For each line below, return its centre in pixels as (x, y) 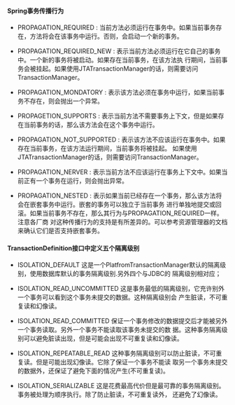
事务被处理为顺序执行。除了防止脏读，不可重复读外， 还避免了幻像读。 (119, 394)
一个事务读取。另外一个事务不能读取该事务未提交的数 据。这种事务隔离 (119, 330)
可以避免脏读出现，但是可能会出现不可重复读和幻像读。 (103, 338)
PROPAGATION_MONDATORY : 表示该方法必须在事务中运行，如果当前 (118, 92)
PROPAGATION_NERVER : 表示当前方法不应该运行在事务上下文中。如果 (119, 172)
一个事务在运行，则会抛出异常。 (82, 181)
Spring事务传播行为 (36, 11)
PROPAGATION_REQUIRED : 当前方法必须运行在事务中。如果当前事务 (116, 27)
